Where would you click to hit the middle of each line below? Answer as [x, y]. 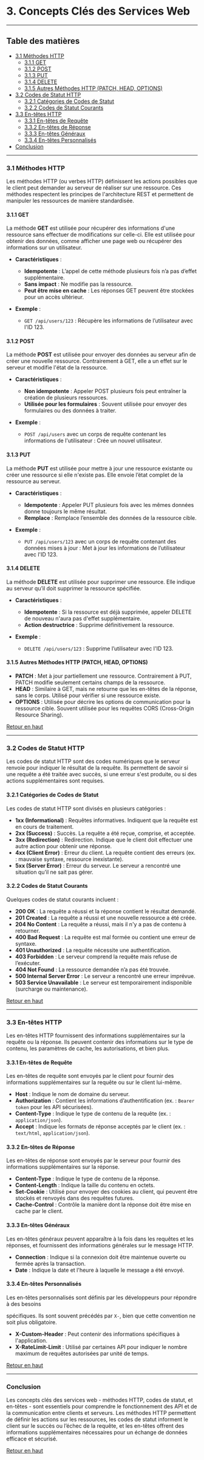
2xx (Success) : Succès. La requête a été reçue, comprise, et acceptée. [105, 833]
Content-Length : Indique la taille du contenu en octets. [85, 1185]
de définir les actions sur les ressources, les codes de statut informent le [97, 1419]
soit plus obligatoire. [32, 1322]
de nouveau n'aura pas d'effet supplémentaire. [83, 618]
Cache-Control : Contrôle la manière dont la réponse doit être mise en [103, 1205]
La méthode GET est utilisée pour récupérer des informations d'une [91, 228]
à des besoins [24, 1304]
